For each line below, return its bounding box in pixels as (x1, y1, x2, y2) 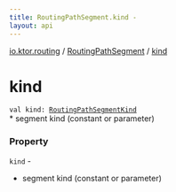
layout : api (9, 21, 53, 30)
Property (9, 135, 49, 148)
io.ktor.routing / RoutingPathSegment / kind (9, 45, 168, 56)
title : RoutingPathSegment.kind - (9, 12, 138, 22)
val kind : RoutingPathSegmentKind (9, 105, 138, 115)
